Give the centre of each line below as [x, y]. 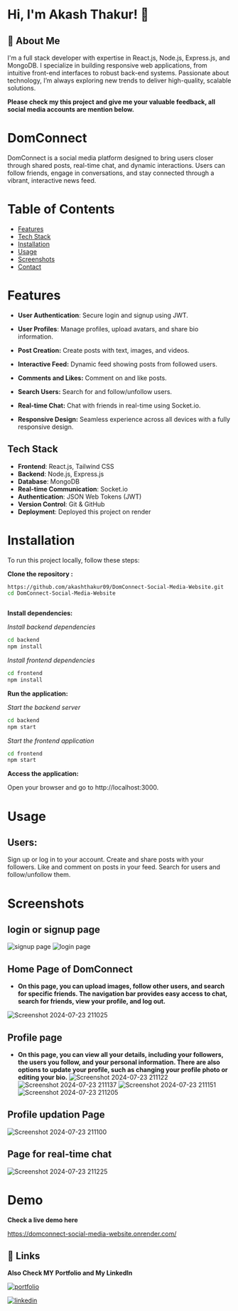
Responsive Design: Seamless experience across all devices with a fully [124, 419]
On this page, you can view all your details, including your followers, [120, 1054]
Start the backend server [44, 707]
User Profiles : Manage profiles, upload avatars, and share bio [108, 329]
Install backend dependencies [52, 627]
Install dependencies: [40, 613]
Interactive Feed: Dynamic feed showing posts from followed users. [118, 364]
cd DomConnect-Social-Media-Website [61, 593]
